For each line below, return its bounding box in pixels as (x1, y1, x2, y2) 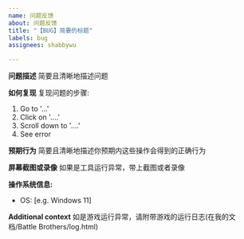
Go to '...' (19, 104, 49, 114)
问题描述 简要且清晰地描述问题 (8, 71, 108, 80)
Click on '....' (19, 112, 61, 122)
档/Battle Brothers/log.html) (8, 222, 99, 232)
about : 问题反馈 (8, 19, 57, 27)
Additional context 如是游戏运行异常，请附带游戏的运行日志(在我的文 (8, 212, 237, 221)
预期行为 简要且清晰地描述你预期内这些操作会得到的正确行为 (8, 146, 206, 155)
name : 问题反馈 (8, 11, 54, 20)
